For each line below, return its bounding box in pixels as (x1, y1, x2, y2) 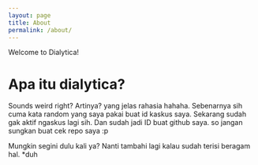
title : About (8, 19, 51, 27)
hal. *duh (8, 150, 38, 159)
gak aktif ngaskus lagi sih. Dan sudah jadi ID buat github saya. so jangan (8, 118, 243, 127)
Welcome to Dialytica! (8, 48, 80, 57)
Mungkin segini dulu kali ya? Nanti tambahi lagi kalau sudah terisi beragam (8, 141, 251, 151)
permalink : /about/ (8, 26, 73, 34)
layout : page (8, 11, 51, 20)
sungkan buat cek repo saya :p (8, 126, 109, 136)
